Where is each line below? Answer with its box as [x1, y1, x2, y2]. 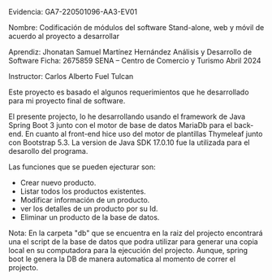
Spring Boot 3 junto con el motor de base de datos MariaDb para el [8, 120, 233, 129]
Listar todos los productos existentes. [19, 186, 146, 196]
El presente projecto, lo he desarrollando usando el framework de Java [8, 112, 246, 121]
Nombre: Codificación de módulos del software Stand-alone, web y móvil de [8, 23, 265, 32]
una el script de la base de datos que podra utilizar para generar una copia [8, 237, 258, 247]
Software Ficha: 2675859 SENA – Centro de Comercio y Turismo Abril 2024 [8, 56, 261, 65]
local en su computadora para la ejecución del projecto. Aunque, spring [8, 246, 248, 255]
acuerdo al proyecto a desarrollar [8, 32, 120, 41]
